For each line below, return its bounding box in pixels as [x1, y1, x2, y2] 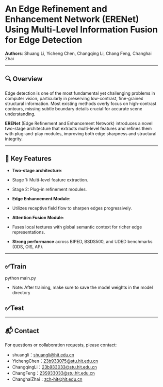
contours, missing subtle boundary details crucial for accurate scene [5, 106, 143, 111]
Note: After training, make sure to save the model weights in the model [12, 284, 153, 290]
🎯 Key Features [5, 155, 52, 163]
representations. [12, 229, 45, 235]
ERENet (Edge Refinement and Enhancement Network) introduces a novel [5, 120, 153, 126]
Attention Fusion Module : [12, 214, 65, 220]
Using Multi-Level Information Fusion [5, 24, 158, 35]
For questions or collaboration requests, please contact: [5, 342, 117, 348]
